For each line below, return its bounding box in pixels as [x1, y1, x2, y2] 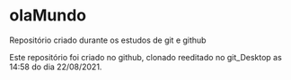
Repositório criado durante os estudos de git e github [9, 35, 207, 45]
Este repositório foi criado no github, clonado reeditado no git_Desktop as [9, 52, 283, 62]
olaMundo [9, 5, 87, 26]
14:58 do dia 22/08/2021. [9, 61, 102, 72]
